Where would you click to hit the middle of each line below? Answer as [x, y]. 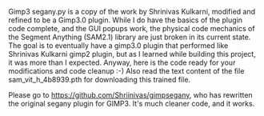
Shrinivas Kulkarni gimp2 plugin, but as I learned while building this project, [132, 54]
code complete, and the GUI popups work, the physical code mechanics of [132, 28]
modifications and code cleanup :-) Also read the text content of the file [126, 71]
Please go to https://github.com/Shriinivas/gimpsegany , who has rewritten [131, 95]
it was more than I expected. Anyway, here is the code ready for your [122, 62]
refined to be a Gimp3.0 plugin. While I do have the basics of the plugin [125, 20]
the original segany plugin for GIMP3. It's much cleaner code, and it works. [132, 104]
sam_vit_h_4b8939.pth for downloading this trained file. [99, 80]
